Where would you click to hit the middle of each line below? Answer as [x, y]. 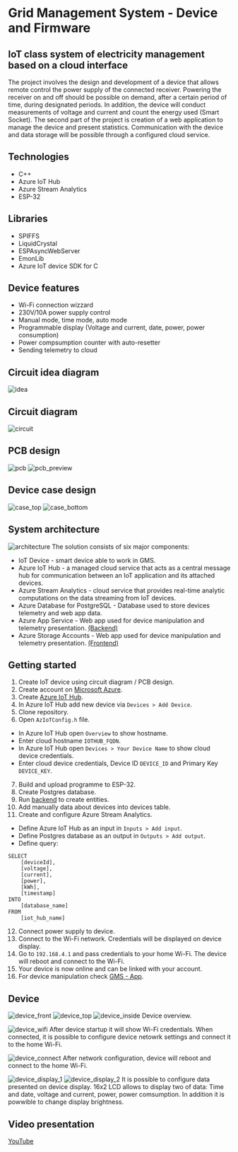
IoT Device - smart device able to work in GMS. [87, 560]
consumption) [38, 335]
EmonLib [31, 258]
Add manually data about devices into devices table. [94, 807]
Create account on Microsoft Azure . [70, 690]
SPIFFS [29, 235]
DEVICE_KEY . [35, 771]
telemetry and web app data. [60, 612]
